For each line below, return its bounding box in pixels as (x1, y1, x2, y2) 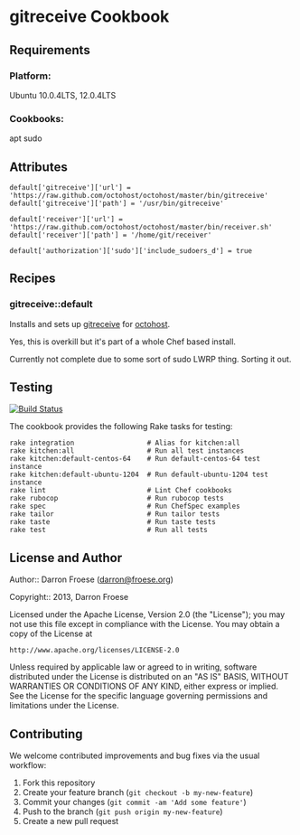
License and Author (9, 549, 123, 566)
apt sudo (9, 133, 42, 144)
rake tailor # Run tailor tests (9, 510, 220, 519)
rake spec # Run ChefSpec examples (9, 502, 241, 511)
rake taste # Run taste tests (9, 518, 217, 527)
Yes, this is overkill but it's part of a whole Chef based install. (9, 336, 237, 347)
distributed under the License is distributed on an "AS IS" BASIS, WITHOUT (9, 671, 289, 682)
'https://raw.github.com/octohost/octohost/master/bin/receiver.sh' (9, 222, 273, 231)
